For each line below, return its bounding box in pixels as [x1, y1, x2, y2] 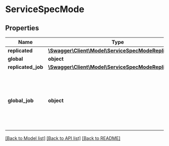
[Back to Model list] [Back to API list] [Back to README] [5, 135, 121, 141]
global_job [8, 97, 34, 104]
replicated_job [8, 64, 44, 70]
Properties [5, 24, 39, 32]
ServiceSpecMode [5, 4, 84, 15]
